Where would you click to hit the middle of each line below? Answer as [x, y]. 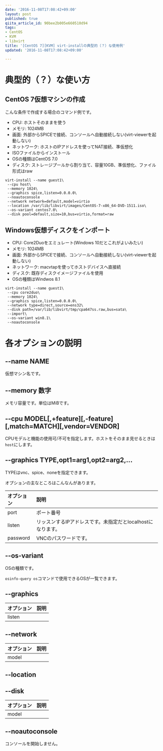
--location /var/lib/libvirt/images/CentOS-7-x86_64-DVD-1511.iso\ [77, 205]
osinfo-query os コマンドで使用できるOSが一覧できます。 [62, 578]
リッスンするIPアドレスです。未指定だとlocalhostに [95, 522]
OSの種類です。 [21, 568]
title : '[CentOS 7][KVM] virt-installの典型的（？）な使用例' [65, 46]
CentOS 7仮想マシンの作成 [45, 99]
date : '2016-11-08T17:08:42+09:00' [41, 9]
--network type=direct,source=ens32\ [45, 306]
